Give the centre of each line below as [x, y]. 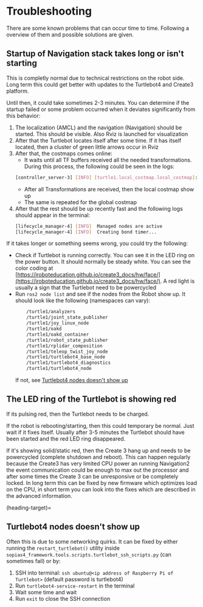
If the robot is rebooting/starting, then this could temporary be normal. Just [100, 425]
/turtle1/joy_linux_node [58, 323]
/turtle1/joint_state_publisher [67, 318]
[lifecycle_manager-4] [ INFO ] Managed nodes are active [89, 226]
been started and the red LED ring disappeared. [66, 438]
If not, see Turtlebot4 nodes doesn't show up [72, 380]
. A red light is [177, 281]
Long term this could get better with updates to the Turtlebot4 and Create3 [100, 84]
